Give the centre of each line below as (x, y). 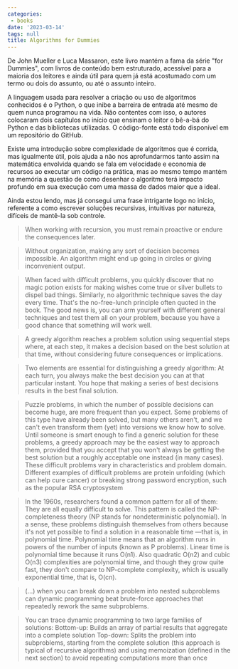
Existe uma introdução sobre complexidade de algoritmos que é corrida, (113, 149)
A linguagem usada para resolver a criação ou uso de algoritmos (102, 98)
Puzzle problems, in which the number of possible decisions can (119, 405)
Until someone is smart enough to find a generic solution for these (121, 435)
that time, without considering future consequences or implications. (124, 354)
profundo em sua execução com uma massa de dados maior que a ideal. (114, 187)
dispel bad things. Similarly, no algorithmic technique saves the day (123, 295)
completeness (45, 517)
